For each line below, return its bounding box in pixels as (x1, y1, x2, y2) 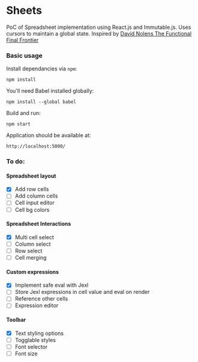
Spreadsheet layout (6, 172, 56, 179)
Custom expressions (6, 268, 59, 275)
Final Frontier (6, 36, 39, 43)
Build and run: (6, 110, 41, 117)
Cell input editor (14, 199, 55, 207)
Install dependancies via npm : (6, 65, 77, 72)
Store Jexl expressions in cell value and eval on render (14, 289, 150, 296)
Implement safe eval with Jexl (14, 281, 89, 289)
